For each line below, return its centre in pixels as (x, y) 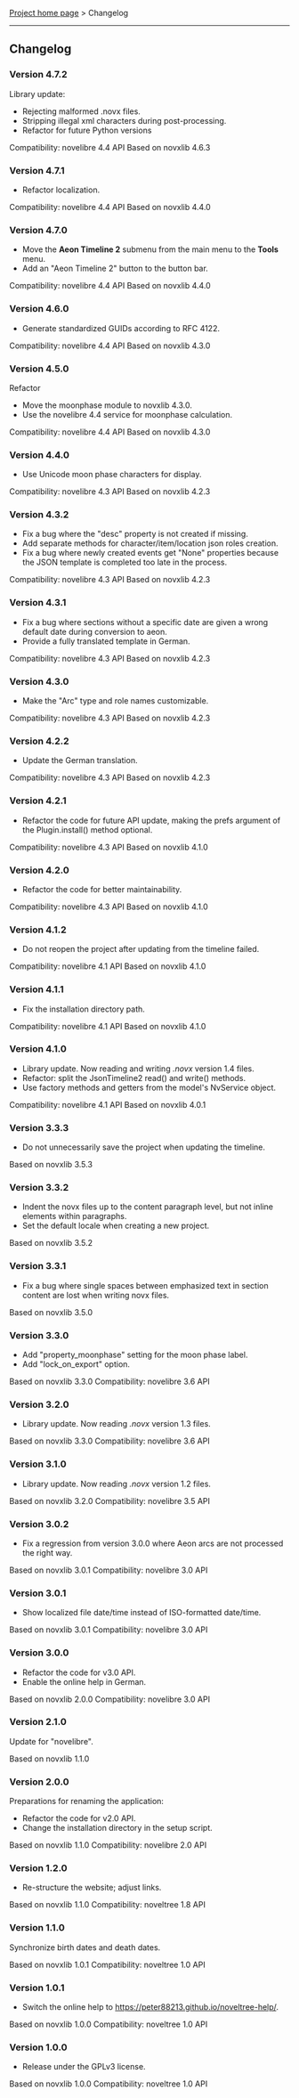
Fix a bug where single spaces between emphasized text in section (145, 1285)
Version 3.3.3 (39, 1127)
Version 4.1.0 (38, 1049)
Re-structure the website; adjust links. (92, 1888)
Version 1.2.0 (39, 1868)
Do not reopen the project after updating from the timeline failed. (141, 949)
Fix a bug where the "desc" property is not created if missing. (135, 534)
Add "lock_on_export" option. (76, 1364)
